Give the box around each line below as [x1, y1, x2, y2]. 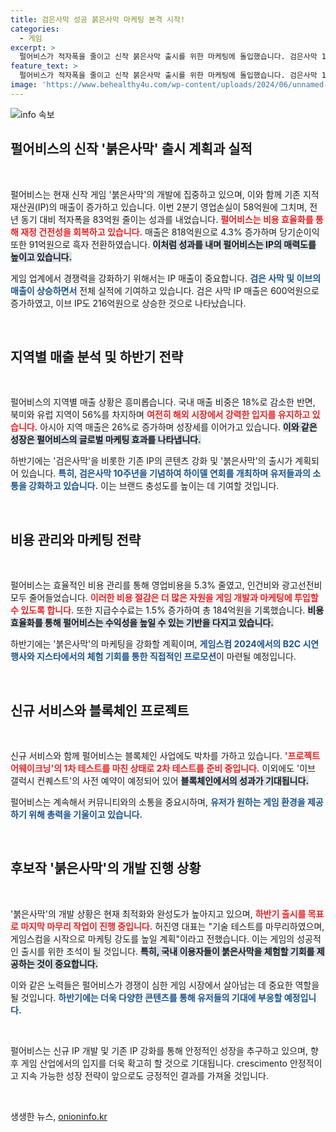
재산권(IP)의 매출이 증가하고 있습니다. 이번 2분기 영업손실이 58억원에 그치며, [10, 201, 308, 213]
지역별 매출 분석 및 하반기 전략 [10, 348, 184, 365]
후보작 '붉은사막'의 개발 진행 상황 [10, 860, 202, 877]
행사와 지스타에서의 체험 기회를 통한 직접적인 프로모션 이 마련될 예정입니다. [10, 651, 297, 663]
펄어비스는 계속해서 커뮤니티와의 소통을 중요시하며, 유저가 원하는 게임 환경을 [10, 796, 306, 808]
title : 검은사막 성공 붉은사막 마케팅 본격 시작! [10, 14, 186, 25]
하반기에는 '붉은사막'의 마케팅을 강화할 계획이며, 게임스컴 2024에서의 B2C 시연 [10, 638, 320, 650]
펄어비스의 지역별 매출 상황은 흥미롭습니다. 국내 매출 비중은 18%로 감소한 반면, [10, 396, 316, 408]
